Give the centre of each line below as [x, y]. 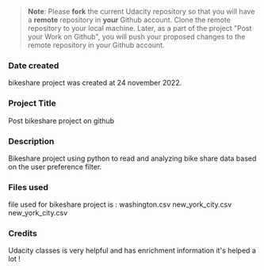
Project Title [33, 104]
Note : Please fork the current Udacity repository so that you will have [141, 11]
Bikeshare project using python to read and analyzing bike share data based [132, 158]
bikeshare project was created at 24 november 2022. [95, 83]
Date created [34, 65]
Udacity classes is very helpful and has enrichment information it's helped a [132, 251]
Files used [29, 187]
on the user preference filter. [55, 166]
